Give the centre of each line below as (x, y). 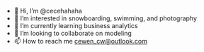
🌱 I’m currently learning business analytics (76, 26)
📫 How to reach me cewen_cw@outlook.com (80, 41)
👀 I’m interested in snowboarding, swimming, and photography (105, 18)
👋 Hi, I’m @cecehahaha (48, 11)
